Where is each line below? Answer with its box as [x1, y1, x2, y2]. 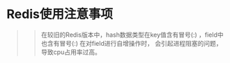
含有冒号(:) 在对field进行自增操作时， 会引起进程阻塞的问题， [47, 39, 222, 47]
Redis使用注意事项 [6, 6, 113, 22]
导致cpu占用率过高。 [40, 48, 102, 56]
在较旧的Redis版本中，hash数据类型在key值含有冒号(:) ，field [40, 30, 217, 39]
